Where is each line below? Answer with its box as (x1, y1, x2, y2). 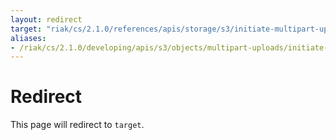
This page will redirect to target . (10, 119, 145, 131)
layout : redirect (10, 14, 83, 25)
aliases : (10, 33, 47, 43)
